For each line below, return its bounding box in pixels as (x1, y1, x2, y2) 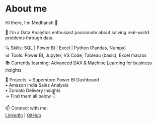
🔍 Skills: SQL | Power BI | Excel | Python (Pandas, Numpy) (5, 45, 126, 51)
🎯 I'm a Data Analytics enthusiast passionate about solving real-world (5, 29, 149, 35)
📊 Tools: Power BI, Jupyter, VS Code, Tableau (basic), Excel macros (5, 52, 147, 58)
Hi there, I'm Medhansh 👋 (5, 20, 58, 26)
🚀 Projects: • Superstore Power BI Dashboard (5, 76, 99, 83)
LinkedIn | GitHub (5, 112, 41, 118)
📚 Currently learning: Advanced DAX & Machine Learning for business (5, 60, 152, 66)
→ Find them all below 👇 (5, 93, 56, 99)
